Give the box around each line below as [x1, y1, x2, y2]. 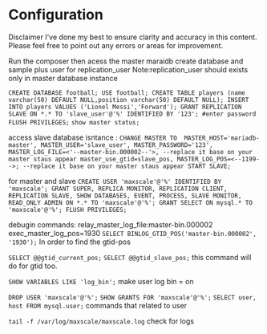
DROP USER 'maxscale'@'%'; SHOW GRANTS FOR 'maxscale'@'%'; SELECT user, [8, 293, 257, 302]
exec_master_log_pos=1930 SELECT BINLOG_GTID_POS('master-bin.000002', [8, 228, 257, 238]
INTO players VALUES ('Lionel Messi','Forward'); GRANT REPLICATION [8, 103, 242, 111]
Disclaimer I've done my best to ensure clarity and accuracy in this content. [8, 32, 258, 42]
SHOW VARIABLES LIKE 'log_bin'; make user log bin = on [8, 276, 194, 286]
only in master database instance [8, 73, 118, 83]
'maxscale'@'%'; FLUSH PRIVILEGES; [8, 206, 127, 214]
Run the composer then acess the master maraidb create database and [8, 56, 244, 66]
